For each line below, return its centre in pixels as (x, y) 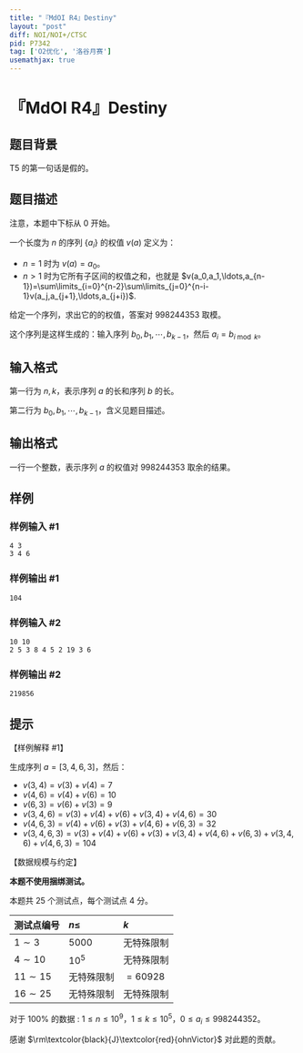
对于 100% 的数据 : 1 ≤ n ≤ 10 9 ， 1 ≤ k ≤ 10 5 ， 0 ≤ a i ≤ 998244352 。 (137, 1019)
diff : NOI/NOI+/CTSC (49, 35)
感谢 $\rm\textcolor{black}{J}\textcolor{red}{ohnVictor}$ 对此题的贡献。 (145, 1039)
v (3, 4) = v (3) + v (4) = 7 (67, 785)
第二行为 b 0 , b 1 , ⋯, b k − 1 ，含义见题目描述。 (90, 411)
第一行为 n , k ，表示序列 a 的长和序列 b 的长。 (94, 391)
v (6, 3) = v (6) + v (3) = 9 (67, 805)
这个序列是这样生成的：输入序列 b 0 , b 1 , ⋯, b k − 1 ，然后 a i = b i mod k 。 (138, 335)
